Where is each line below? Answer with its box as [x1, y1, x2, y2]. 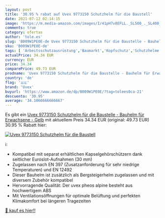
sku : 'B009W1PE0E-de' [5, 44, 50, 48]
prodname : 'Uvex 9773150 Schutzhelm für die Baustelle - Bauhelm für [5, 71, 151, 76]
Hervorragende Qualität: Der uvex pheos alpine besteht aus [12, 182, 133, 189]
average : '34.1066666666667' [5, 98, 65, 103]
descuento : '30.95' [5, 94, 45, 98]
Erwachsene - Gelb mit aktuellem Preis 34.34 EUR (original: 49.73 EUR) [5, 117, 150, 123]
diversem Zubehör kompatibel [12, 177, 73, 183]
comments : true [5, 25, 36, 30]
